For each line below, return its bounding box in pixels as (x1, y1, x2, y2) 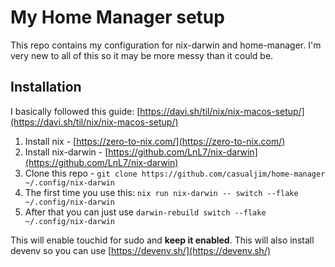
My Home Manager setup (10, 6, 225, 29)
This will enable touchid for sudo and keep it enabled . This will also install (10, 234, 315, 246)
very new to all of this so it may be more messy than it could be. (10, 49, 274, 61)
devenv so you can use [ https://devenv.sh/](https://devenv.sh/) (10, 244, 272, 256)
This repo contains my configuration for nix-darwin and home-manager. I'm (10, 39, 322, 51)
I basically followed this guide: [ (10, 105, 141, 117)
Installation (10, 79, 82, 96)
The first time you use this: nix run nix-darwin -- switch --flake (24, 186, 299, 198)
